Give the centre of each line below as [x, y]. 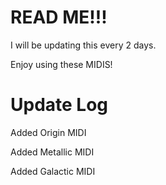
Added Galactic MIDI [53, 171]
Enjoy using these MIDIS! [61, 64]
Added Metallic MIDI [52, 152]
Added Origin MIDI [48, 132]
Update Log [59, 105]
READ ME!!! [59, 17]
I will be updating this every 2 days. [83, 45]
